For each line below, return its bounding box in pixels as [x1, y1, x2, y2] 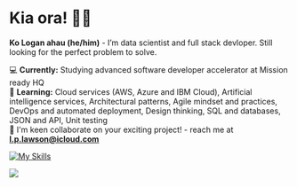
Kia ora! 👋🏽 [9, 8, 92, 28]
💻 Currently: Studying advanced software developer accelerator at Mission [9, 64, 289, 74]
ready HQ [9, 77, 44, 88]
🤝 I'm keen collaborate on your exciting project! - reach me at [9, 124, 234, 135]
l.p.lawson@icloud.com [9, 133, 100, 144]
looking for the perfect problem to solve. [9, 46, 157, 57]
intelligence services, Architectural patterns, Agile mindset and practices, [9, 96, 278, 106]
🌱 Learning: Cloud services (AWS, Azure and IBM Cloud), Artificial [9, 86, 253, 97]
